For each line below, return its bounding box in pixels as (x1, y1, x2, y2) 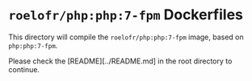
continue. (8, 64, 40, 74)
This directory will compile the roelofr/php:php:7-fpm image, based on (8, 32, 244, 42)
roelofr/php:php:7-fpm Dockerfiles (8, 6, 244, 24)
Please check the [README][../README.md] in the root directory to (8, 56, 233, 66)
